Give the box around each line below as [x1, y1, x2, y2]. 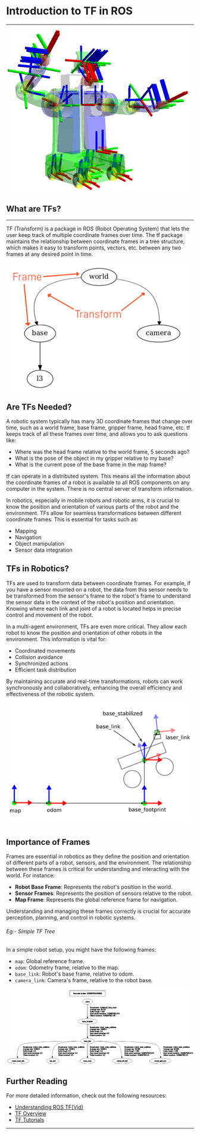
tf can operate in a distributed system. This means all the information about [6, 473, 190, 480]
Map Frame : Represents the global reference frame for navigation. [14, 896, 178, 903]
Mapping [14, 527, 37, 535]
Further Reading [6, 1076, 68, 1086]
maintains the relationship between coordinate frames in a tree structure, [6, 238, 185, 245]
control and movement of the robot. [6, 611, 93, 619]
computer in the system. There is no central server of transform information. [6, 485, 193, 493]
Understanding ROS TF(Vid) [14, 1103, 84, 1111]
